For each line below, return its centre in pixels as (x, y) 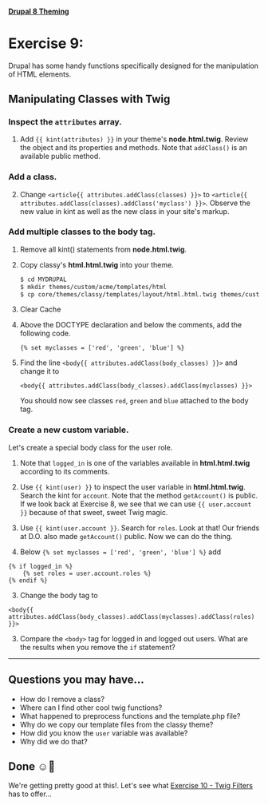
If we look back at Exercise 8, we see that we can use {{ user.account (136, 504)
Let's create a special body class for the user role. (91, 447)
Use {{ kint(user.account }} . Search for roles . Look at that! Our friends (140, 528)
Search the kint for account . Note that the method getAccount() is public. (139, 495)
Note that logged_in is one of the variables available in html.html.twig (135, 462)
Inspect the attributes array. (65, 121)
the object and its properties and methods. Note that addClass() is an (133, 148)
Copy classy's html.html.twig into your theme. (97, 264)
